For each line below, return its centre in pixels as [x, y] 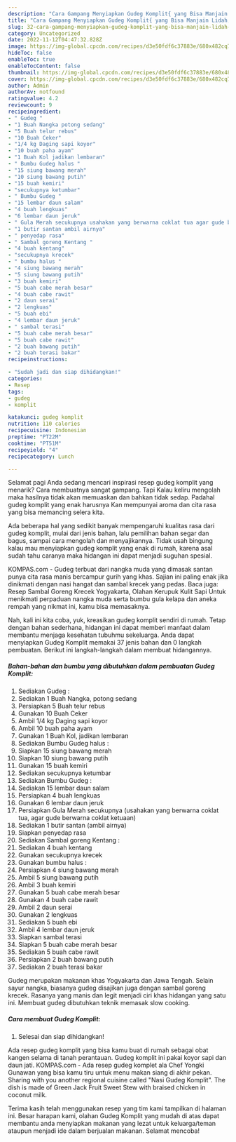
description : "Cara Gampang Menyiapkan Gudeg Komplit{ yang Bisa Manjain [118, 14]
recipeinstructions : [38, 360]
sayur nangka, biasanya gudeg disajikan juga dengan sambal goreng [107, 988]
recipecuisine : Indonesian [47, 431]
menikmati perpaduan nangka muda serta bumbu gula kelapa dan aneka [112, 599]
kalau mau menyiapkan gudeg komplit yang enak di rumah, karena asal [110, 549]
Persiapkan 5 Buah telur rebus [62, 706]
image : [18, 46]
